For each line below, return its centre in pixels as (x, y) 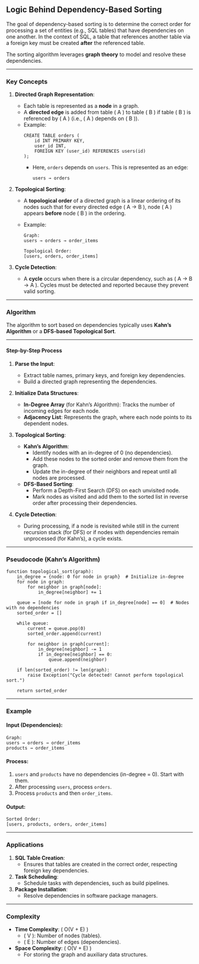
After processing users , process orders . (63, 787)
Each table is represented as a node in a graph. (81, 106)
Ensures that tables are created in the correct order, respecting (100, 864)
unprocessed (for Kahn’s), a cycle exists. (73, 538)
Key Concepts (27, 81)
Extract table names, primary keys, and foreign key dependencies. (104, 375)
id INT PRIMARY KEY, (60, 141)
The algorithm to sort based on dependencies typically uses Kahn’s (89, 325)
